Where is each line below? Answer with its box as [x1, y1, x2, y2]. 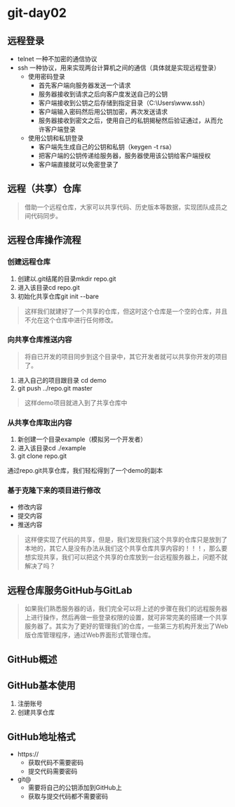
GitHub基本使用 [7, 679, 76, 691]
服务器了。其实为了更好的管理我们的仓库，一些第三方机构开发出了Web [24, 622, 229, 630]
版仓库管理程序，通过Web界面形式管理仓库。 [24, 631, 155, 640]
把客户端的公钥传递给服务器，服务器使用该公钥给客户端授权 [38, 151, 211, 160]
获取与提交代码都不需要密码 [27, 792, 109, 801]
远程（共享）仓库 [7, 183, 81, 195]
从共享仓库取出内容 [7, 417, 72, 427]
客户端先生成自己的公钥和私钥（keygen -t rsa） [38, 143, 175, 151]
